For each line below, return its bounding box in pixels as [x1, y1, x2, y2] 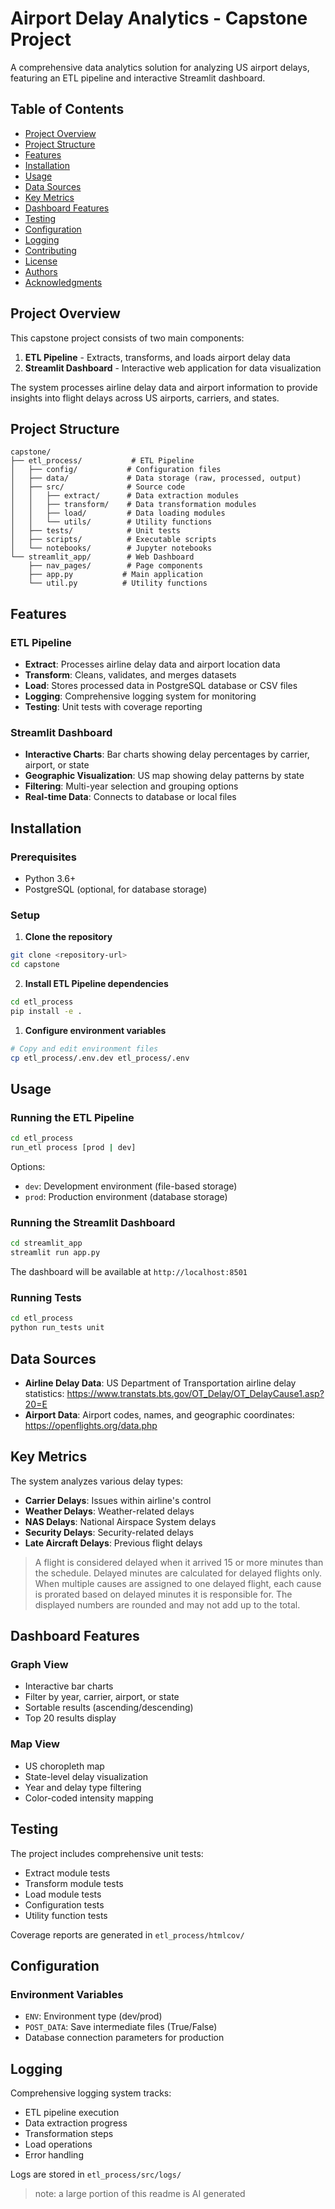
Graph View [10, 1658, 69, 1672]
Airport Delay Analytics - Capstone [10, 7, 308, 30]
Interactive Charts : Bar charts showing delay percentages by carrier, [24, 748, 310, 761]
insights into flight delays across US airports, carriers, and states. [10, 392, 280, 404]
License [24, 255, 58, 267]
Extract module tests [24, 1867, 111, 1879]
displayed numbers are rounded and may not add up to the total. [34, 1598, 301, 1611]
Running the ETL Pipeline [10, 1110, 135, 1124]
